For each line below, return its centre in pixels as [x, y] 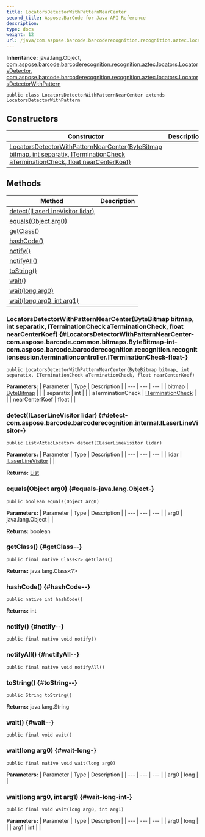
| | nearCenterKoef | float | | [41, 399]
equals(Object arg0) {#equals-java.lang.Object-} [80, 489]
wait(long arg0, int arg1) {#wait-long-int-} [70, 797]
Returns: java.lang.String [38, 706]
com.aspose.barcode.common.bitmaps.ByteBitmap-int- [92, 342]
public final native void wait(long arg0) [61, 763]
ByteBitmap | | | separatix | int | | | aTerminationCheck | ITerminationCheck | [101, 393]
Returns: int [21, 611]
